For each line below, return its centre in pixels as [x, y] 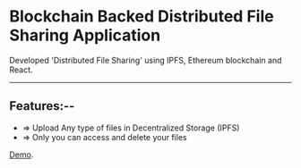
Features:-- [42, 106]
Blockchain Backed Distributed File [142, 17]
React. [21, 70]
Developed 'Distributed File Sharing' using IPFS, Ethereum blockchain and [146, 60]
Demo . [21, 155]
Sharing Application [85, 35]
